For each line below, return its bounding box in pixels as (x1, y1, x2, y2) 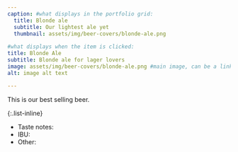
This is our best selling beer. (7, 95, 90, 103)
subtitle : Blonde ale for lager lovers (7, 57, 125, 64)
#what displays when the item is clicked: (7, 43, 135, 50)
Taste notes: (17, 122, 55, 131)
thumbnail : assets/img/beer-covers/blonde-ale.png (13, 30, 166, 37)
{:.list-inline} (7, 109, 43, 117)
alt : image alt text (7, 69, 69, 76)
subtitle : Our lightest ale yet (13, 23, 110, 30)
